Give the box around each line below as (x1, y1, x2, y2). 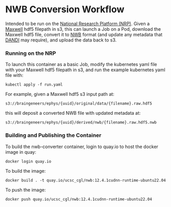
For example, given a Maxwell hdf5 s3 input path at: (5, 91, 115, 97)
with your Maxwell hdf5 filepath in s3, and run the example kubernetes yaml (5, 67, 165, 73)
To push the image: (5, 187, 46, 193)
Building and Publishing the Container (5, 132, 101, 139)
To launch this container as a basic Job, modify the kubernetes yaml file (5, 61, 157, 68)
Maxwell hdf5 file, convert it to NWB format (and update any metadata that (5, 31, 163, 37)
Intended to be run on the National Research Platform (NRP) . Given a (5, 20, 150, 27)
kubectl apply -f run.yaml (5, 82, 63, 88)
